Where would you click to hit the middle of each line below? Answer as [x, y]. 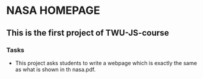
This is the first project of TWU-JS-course [88, 33]
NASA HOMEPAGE [53, 11]
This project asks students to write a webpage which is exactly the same [106, 63]
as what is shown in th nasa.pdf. [55, 69]
